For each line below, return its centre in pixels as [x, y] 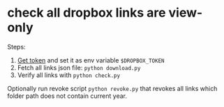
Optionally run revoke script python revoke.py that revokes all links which [112, 88]
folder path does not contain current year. [67, 96]
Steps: [16, 47]
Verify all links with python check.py [69, 75]
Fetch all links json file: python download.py [79, 67]
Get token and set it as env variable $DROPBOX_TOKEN [91, 60]
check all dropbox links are [87, 13]
